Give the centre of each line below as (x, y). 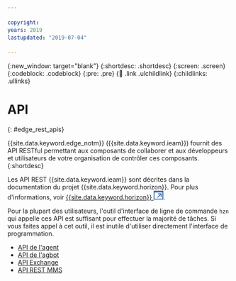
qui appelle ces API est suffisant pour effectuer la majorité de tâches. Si (112, 219)
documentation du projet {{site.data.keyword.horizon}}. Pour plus (103, 187)
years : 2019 (25, 30)
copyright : (23, 22)
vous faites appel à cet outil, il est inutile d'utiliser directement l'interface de (118, 226)
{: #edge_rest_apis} (36, 130)
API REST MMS (40, 270)
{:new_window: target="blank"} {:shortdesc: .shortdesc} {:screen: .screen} (117, 66)
